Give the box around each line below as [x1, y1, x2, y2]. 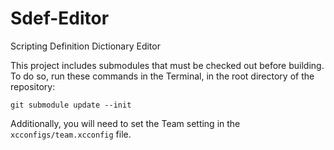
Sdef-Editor [10, 7, 110, 30]
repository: [10, 80, 56, 92]
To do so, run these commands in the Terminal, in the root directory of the [10, 70, 315, 82]
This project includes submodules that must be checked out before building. [10, 59, 325, 71]
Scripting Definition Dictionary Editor [10, 40, 161, 52]
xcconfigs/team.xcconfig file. [10, 128, 132, 140]
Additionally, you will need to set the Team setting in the [10, 117, 241, 129]
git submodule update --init [10, 100, 132, 110]
